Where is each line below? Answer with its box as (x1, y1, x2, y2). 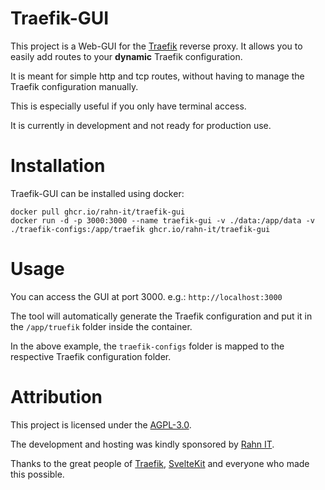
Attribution (10, 386, 103, 408)
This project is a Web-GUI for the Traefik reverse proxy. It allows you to (10, 40, 303, 52)
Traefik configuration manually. (10, 80, 139, 92)
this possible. (10, 468, 65, 480)
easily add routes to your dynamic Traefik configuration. (10, 50, 243, 62)
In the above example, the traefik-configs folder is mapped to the (10, 340, 285, 352)
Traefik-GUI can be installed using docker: (10, 187, 185, 199)
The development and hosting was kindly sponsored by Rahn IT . (10, 438, 275, 450)
